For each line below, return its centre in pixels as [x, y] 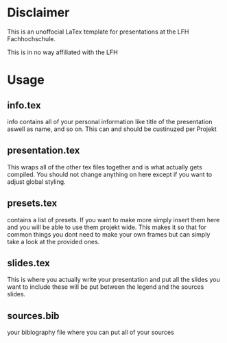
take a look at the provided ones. [53, 241]
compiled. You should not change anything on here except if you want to [110, 174]
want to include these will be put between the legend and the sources [106, 287]
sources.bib [33, 316]
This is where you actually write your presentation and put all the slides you [114, 280]
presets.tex [32, 203]
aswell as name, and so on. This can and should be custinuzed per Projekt [112, 129]
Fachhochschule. [32, 38]
